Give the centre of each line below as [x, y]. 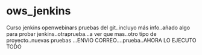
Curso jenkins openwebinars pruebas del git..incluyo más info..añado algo [98, 27]
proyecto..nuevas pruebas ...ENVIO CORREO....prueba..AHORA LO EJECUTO [101, 40]
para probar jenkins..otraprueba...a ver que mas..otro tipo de [81, 33]
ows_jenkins [39, 11]
